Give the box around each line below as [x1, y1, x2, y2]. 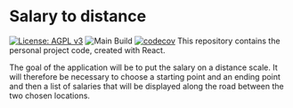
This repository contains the [177, 35, 281, 46]
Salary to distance [9, 6, 147, 27]
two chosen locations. [9, 90, 91, 101]
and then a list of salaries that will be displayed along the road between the [9, 81, 284, 91]
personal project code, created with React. [9, 44, 166, 55]
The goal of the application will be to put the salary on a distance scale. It [9, 62, 278, 73]
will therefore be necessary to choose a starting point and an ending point [9, 71, 281, 81]
